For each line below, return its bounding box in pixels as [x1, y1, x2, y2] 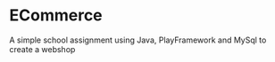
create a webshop [9, 43, 76, 54]
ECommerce [9, 5, 103, 26]
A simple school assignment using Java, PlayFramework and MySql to [9, 35, 267, 45]
